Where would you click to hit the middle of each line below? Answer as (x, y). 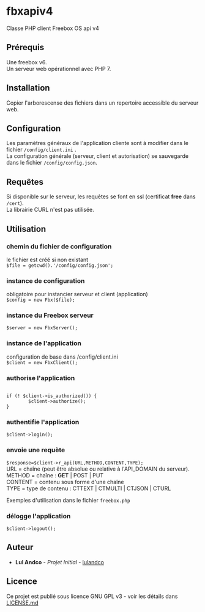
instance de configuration (46, 281)
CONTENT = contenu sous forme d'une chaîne (65, 482)
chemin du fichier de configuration (59, 246)
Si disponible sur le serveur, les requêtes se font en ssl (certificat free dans (101, 196)
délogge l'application (39, 516)
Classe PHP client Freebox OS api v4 (53, 28)
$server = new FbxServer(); (42, 328)
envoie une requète (36, 450)
